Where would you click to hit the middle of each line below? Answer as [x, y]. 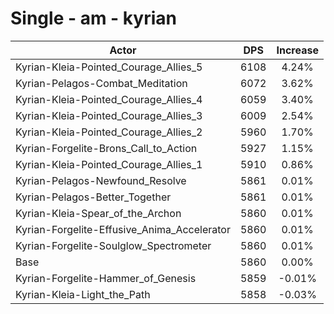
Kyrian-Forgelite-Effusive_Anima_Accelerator [123, 229]
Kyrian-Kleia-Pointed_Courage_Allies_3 [109, 115]
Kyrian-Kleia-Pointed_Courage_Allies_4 [109, 99]
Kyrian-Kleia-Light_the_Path [83, 294]
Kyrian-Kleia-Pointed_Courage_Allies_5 [109, 67]
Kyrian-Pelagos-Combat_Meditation [101, 83]
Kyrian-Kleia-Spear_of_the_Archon [98, 213]
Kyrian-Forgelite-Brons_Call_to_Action [106, 148]
